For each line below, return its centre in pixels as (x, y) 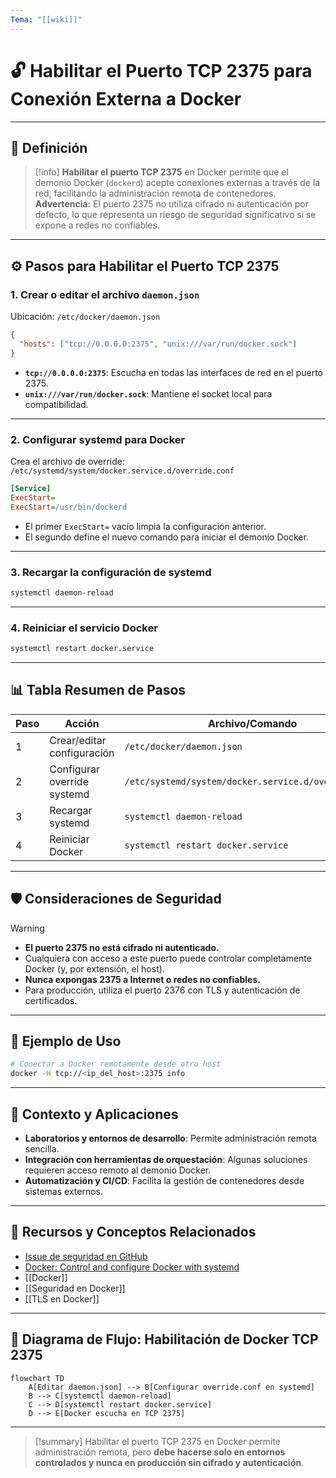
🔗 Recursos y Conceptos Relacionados (133, 1232)
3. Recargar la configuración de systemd (111, 572)
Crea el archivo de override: (67, 461)
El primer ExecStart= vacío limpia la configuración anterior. (145, 526)
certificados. (51, 1000)
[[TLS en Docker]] (62, 1298)
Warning (27, 928)
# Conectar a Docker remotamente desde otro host (116, 1064)
